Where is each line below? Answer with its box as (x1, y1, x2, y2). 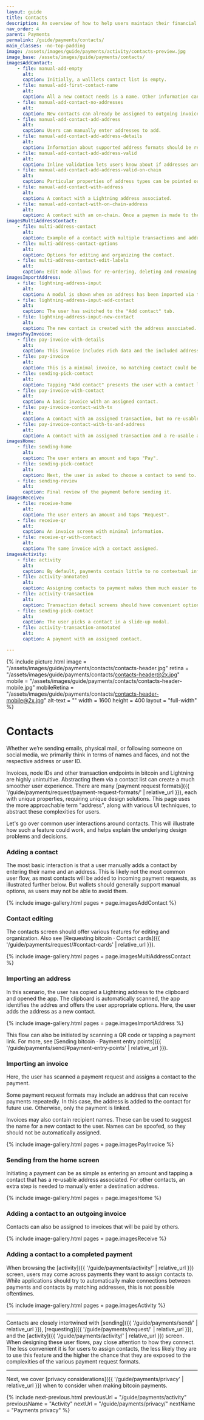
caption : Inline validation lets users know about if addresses (22, 162, 189, 168)
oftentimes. (6, 1289, 35, 1297)
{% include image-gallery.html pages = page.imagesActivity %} (6, 1302, 166, 1309)
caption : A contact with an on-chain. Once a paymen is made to (22, 212, 189, 219)
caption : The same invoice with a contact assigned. (22, 546, 159, 552)
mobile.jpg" (6, 684, 35, 691)
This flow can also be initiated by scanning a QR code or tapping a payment (6, 1031, 195, 1038)
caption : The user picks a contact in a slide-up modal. (22, 619, 170, 625)
